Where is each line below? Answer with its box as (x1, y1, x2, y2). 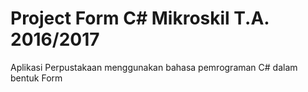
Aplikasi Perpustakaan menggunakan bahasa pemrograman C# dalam (10, 61, 298, 73)
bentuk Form (10, 72, 63, 84)
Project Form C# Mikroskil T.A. (10, 7, 270, 30)
